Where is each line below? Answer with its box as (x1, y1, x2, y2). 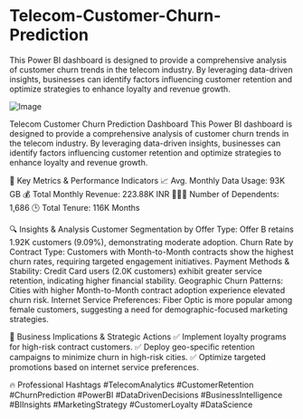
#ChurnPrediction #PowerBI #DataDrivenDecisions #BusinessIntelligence (9, 389, 283, 400)
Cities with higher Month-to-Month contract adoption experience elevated (9, 284, 286, 295)
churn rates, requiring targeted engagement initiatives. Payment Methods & (9, 255, 290, 267)
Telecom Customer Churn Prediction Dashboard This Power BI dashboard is (9, 119, 292, 129)
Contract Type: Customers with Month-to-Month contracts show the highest (9, 246, 294, 257)
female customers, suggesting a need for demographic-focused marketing (9, 304, 288, 315)
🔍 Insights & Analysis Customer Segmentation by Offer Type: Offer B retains (9, 224, 294, 234)
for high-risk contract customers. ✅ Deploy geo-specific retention (9, 341, 255, 352)
